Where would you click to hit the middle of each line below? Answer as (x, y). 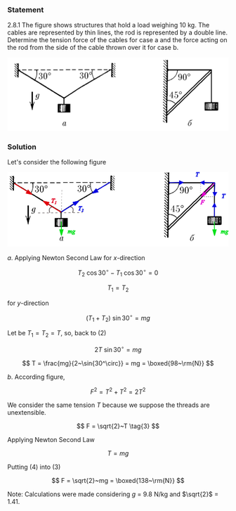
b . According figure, (36, 377)
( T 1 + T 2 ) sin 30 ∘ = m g (118, 318)
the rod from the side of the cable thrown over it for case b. (93, 48)
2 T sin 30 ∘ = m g (118, 349)
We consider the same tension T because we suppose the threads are (109, 405)
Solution (22, 147)
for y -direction (28, 303)
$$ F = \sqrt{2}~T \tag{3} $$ (118, 426)
